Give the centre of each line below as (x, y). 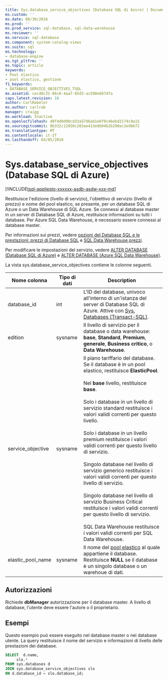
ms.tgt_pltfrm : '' (24, 61)
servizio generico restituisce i (118, 471)
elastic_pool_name (29, 560)
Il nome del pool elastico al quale (122, 548)
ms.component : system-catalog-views (43, 42)
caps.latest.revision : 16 (32, 98)
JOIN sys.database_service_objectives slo (50, 669)
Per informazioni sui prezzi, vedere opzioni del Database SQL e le (72, 235)
